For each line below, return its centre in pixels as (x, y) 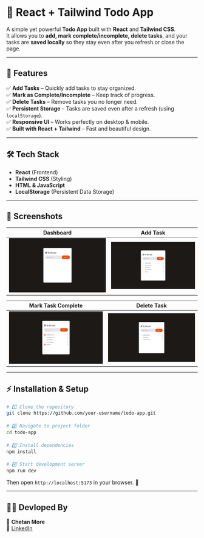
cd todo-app (21, 433)
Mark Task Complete (56, 305)
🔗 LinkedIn (19, 528)
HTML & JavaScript (40, 185)
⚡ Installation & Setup (48, 389)
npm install (21, 452)
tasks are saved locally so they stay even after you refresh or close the (95, 42)
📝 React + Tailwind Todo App (80, 12)
